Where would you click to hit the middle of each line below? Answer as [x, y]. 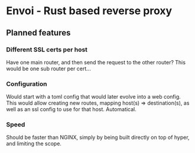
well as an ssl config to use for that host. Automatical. [71, 109]
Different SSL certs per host [47, 50]
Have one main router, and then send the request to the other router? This [96, 62]
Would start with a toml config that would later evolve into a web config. [94, 97]
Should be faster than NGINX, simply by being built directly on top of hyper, [98, 138]
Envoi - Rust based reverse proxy [89, 11]
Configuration [27, 84]
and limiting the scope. [34, 144]
